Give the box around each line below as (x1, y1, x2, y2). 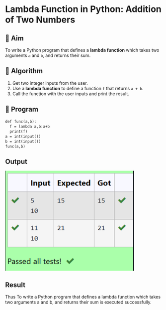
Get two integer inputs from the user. (12, 80, 88, 86)
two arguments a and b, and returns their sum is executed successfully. (5, 299, 152, 305)
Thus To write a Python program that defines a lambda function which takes (5, 294, 161, 300)
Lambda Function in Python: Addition (5, 3, 162, 15)
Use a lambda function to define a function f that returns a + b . (12, 85, 144, 91)
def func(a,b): (5, 119, 37, 124)
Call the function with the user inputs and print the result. (12, 91, 129, 97)
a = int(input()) (5, 134, 41, 139)
